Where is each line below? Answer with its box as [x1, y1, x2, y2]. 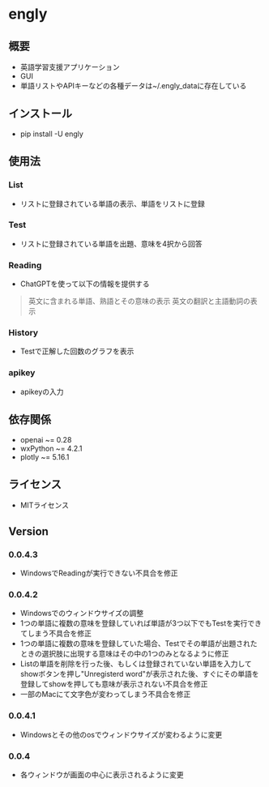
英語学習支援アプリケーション [19, 62, 120, 71]
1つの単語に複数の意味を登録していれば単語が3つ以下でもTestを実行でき [19, 618, 262, 628]
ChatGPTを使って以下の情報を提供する [19, 279, 150, 289]
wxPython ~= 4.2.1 [19, 443, 83, 453]
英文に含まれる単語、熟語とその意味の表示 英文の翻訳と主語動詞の [28, 297, 251, 306]
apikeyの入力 [19, 387, 64, 396]
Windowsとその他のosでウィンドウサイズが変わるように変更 [19, 729, 223, 739]
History [8, 327, 39, 339]
